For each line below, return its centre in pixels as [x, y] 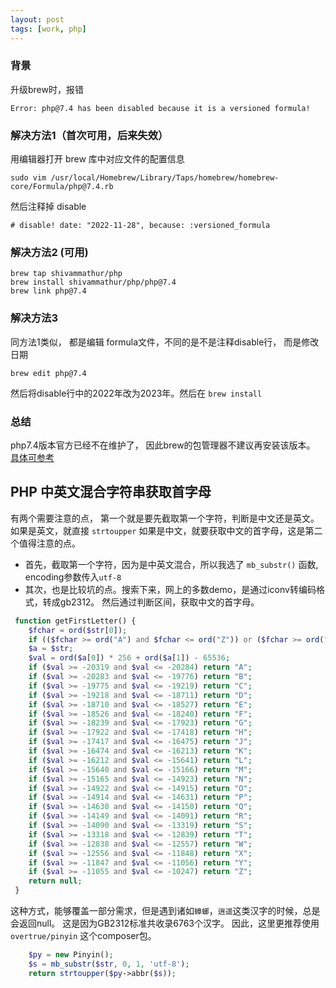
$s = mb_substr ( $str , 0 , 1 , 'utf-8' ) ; [109, 964]
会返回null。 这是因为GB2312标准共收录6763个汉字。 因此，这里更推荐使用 [165, 923]
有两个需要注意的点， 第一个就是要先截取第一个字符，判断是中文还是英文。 [165, 518]
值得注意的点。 [49, 543]
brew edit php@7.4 [48, 373]
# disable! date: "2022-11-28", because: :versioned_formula [140, 226]
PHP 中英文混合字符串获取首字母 [111, 492]
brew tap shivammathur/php [66, 274]
